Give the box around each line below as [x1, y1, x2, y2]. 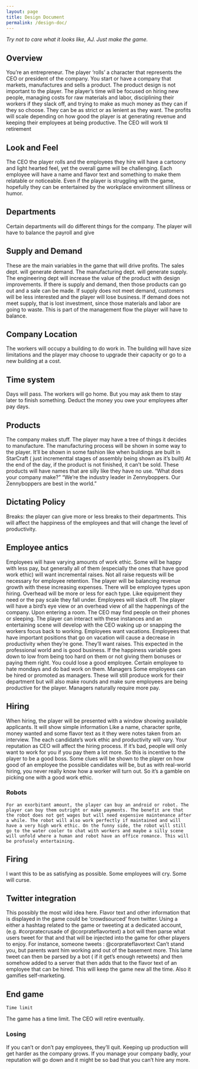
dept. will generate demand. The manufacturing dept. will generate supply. [6, 268, 188, 275]
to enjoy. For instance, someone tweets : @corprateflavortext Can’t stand [6, 940, 184, 948]
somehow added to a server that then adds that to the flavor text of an [6, 959, 177, 967]
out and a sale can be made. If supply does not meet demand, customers [6, 287, 184, 294]
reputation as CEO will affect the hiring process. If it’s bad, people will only [6, 742, 187, 749]
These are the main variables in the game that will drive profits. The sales [6, 262, 184, 269]
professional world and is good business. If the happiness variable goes [6, 646, 181, 653]
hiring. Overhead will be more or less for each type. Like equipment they [6, 590, 182, 597]
